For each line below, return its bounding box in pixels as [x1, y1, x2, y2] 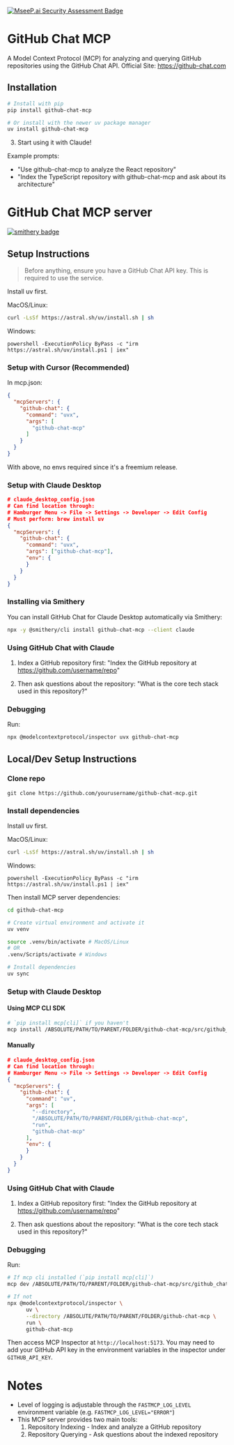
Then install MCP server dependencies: [7, 893, 120, 901]
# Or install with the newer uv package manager [7, 119, 151, 126]
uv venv [7, 925, 30, 932]
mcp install [7, 1026, 42, 1033]
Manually [7, 1041, 35, 1050]
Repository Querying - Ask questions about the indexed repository [27, 1430, 219, 1439]
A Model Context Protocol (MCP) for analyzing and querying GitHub [7, 54, 202, 62]
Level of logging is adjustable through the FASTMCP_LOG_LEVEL [17, 1400, 192, 1409]
